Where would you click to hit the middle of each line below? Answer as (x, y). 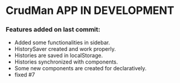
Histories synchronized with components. (66, 62)
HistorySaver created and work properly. (65, 49)
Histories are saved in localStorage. (59, 56)
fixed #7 (25, 75)
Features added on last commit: (53, 30)
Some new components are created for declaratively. (80, 68)
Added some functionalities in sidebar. (62, 42)
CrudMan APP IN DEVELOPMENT (90, 11)
